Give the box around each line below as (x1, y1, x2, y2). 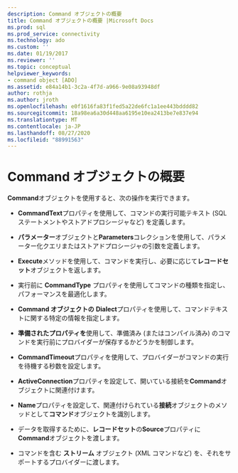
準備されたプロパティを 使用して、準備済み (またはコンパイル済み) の (17, 329, 218, 338)
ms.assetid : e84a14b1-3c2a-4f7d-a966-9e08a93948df (7, 83, 161, 90)
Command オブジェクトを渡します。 (17, 434, 124, 442)
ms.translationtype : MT (7, 116, 78, 123)
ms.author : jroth (7, 97, 59, 104)
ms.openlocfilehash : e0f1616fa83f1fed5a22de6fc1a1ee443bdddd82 (7, 103, 199, 110)
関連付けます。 (55, 386, 99, 395)
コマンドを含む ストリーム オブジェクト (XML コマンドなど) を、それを (17, 449, 225, 457)
